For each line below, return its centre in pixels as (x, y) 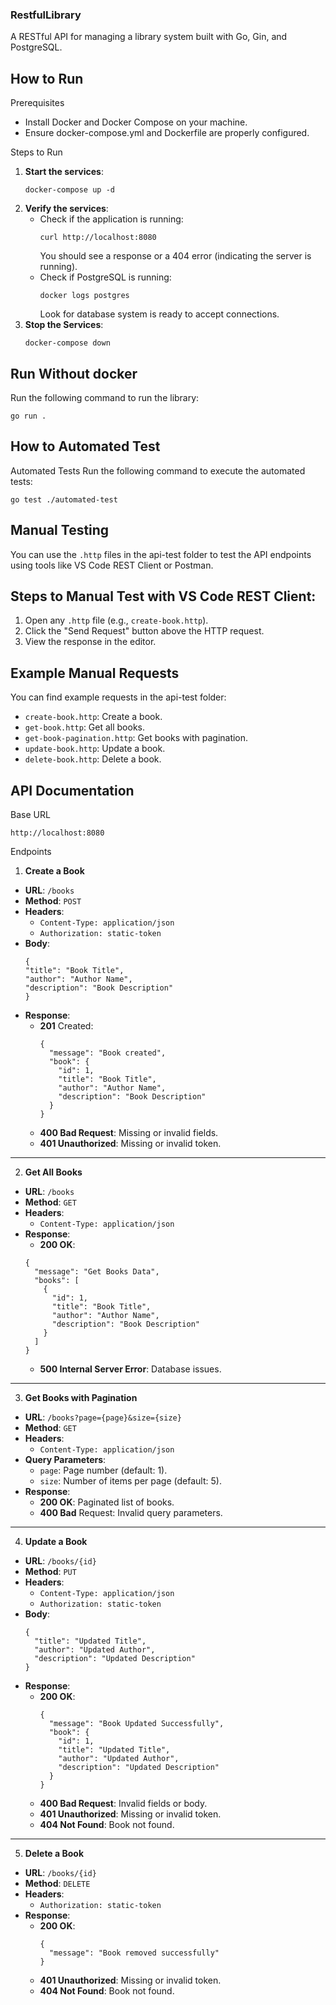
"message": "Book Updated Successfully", (136, 1723)
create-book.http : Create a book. (93, 717)
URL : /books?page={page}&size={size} (103, 1417)
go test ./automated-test (64, 499)
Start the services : (64, 172)
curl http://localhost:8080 (98, 238)
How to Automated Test (85, 446)
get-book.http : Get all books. (85, 727)
